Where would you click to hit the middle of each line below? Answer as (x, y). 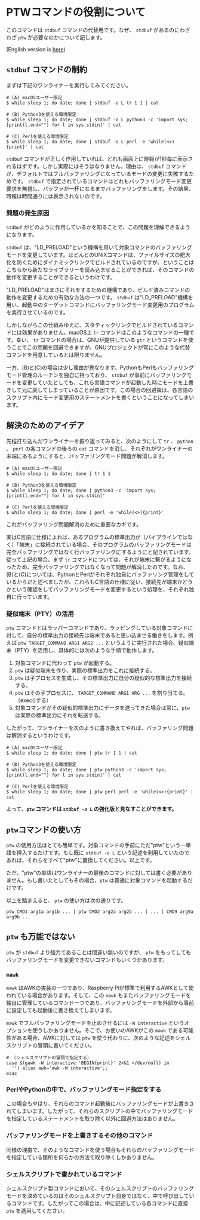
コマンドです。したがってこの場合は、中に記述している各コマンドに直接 (100, 1203)
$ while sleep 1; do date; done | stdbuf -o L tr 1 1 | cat (83, 103)
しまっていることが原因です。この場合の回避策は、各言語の (120, 390)
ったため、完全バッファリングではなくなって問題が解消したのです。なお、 (97, 567)
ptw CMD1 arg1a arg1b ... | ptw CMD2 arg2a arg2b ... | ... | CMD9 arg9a (100, 912)
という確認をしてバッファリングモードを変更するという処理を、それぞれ (100, 589)
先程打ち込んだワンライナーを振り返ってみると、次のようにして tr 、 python (100, 441)
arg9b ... (19, 917)
